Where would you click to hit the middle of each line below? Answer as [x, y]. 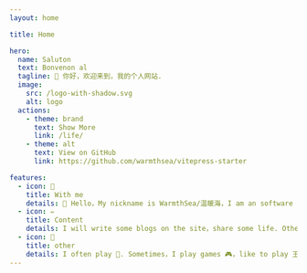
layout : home [34, 18]
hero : [20, 51]
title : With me [55, 194]
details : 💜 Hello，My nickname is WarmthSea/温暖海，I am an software [160, 203]
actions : [34, 110]
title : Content [55, 220]
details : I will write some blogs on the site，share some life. [152, 229]
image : [30, 85]
